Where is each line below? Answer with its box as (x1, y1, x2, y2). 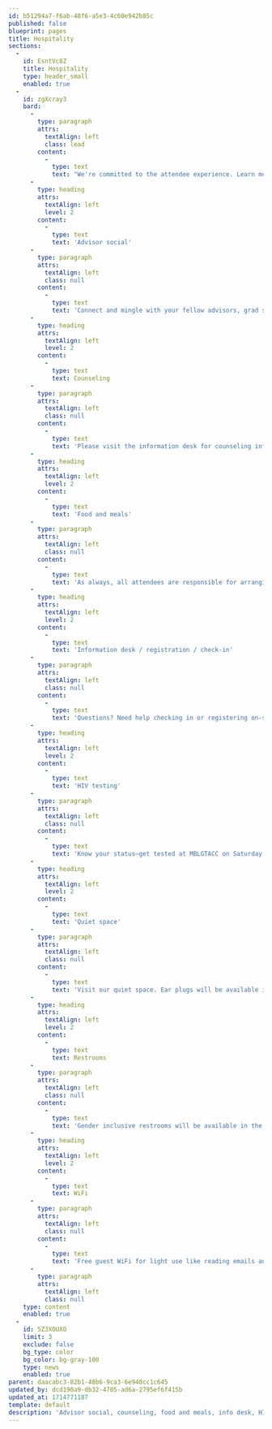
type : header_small (23, 72, 89, 80)
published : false (8, 19, 67, 28)
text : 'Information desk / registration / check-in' (51, 646, 233, 654)
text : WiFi (51, 1189, 89, 1198)
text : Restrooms (51, 1053, 107, 1062)
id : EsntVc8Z (23, 58, 67, 66)
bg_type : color (23, 1348, 74, 1356)
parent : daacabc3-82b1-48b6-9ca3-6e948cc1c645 (8, 1378, 168, 1387)
